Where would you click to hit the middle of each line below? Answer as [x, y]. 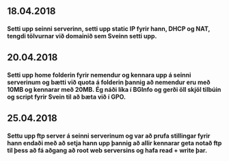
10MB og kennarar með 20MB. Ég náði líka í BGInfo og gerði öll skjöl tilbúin [114, 89]
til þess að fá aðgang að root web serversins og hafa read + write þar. [107, 150]
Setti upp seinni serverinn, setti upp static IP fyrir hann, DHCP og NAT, [109, 28]
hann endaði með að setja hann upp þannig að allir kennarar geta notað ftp [114, 143]
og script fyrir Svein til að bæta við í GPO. [67, 97]
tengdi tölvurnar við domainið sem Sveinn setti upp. [82, 36]
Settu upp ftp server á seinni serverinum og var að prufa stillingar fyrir [109, 136]
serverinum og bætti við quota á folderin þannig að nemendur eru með [109, 82]
